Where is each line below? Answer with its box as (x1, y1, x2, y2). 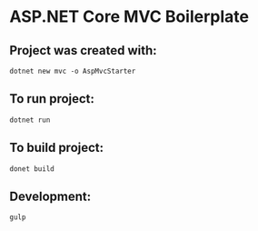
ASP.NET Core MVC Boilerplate (9, 6, 250, 27)
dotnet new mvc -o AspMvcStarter (9, 66, 136, 75)
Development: (9, 189, 92, 205)
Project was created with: (9, 43, 157, 58)
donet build (9, 164, 55, 174)
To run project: (9, 91, 95, 106)
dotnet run (9, 115, 51, 125)
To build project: (9, 140, 104, 156)
